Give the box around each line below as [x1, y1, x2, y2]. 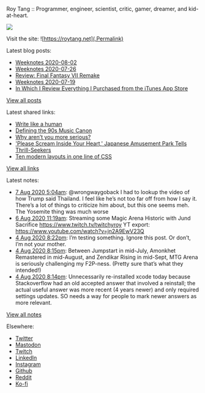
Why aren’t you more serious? [15, 133, 91, 140]
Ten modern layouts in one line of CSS [15, 153, 112, 160]
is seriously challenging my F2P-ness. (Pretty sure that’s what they [15, 260, 184, 267]
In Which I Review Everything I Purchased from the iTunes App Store [15, 85, 188, 92]
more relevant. [15, 299, 52, 306]
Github [15, 367, 32, 374]
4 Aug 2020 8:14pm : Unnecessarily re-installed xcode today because [15, 273, 191, 280]
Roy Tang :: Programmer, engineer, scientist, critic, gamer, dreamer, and [6, 6, 188, 12]
